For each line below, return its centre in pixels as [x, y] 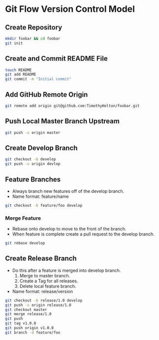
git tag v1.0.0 [21, 323]
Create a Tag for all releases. [49, 281]
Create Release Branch [41, 258]
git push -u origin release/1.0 [38, 305]
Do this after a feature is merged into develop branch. [66, 270]
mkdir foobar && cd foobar [33, 38]
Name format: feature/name [40, 196]
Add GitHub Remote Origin [47, 94]
